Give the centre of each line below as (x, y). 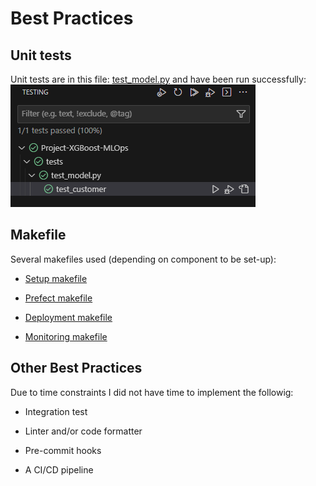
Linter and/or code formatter (83, 431)
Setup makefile (56, 278)
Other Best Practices (76, 368)
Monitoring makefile (66, 336)
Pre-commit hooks (63, 450)
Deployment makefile (68, 317)
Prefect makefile (58, 298)
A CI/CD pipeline (59, 469)
